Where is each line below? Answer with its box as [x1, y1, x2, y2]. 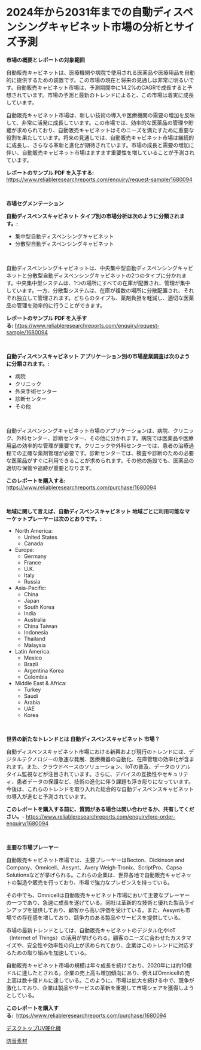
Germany [23, 553, 47, 560]
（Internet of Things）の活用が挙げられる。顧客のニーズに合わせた [6, 934, 170, 941]
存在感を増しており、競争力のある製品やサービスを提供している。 [22, 914, 184, 921]
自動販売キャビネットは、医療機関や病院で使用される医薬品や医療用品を [6, 69, 184, 76]
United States [23, 533, 58, 541]
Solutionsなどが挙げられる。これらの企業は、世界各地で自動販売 [6, 871, 166, 878]
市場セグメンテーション [6, 200, 64, 207]
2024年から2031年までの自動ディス [6, 5, 183, 19]
